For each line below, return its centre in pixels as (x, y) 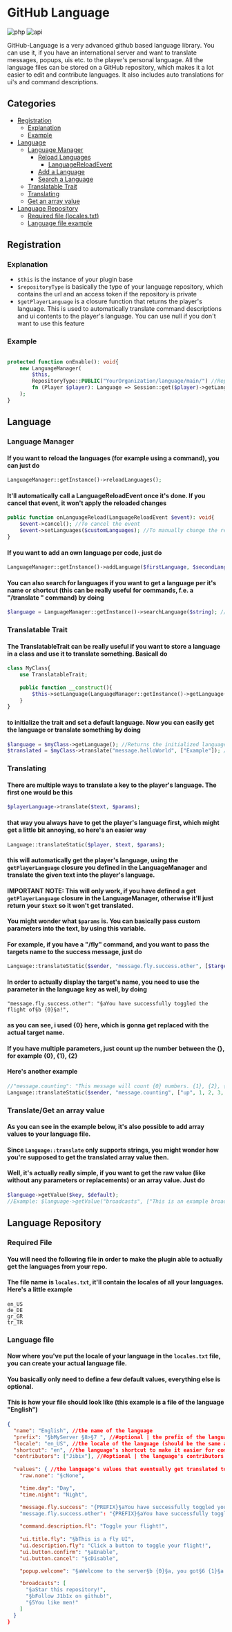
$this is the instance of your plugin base (75, 279)
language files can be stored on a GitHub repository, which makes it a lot (110, 67)
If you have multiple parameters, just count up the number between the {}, (116, 1048)
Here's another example (42, 1072)
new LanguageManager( (50, 368)
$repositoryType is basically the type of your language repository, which (120, 287)
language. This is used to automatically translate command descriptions (119, 309)
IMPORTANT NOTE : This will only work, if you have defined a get (101, 891)
